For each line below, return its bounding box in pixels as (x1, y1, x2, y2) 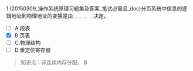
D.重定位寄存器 (14, 47, 51, 54)
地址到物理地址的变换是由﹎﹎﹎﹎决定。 (11, 12, 109, 19)
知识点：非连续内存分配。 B (20, 59, 87, 66)
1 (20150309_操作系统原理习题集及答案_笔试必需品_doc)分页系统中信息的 (6, 5, 182, 12)
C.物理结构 (14, 40, 41, 47)
